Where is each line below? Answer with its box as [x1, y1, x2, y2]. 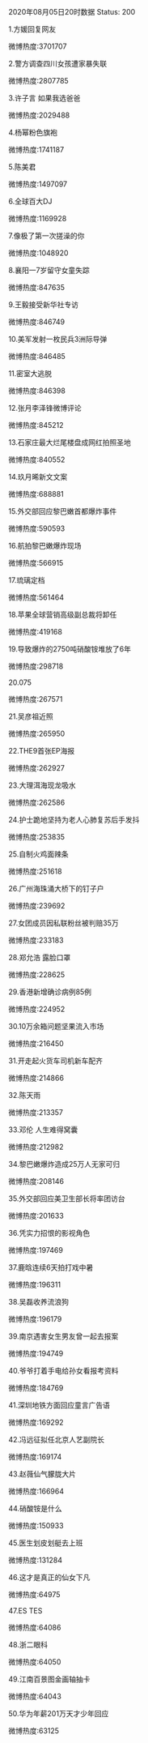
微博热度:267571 [8, 694, 63, 703]
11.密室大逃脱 [8, 369, 53, 378]
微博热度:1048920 [8, 248, 69, 258]
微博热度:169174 [8, 1452, 62, 1461]
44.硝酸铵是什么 [8, 1504, 62, 1513]
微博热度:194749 [8, 1348, 64, 1358]
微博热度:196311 [8, 1279, 61, 1289]
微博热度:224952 [8, 1004, 66, 1014]
